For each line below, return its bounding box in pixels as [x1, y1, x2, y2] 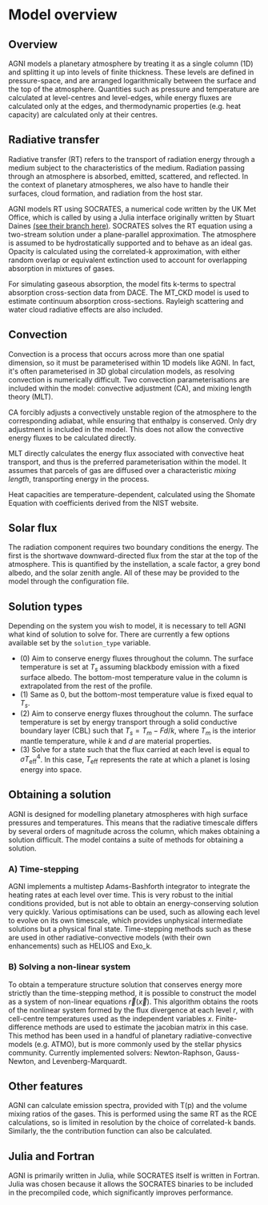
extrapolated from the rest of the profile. [19, 681, 154, 691]
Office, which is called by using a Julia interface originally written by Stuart [8, 212, 255, 222]
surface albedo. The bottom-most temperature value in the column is [19, 673, 248, 682]
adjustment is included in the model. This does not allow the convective [8, 424, 244, 434]
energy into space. [19, 765, 82, 774]
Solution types [8, 600, 83, 613]
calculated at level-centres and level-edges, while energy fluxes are [8, 93, 232, 102]
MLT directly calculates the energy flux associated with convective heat [8, 448, 245, 458]
